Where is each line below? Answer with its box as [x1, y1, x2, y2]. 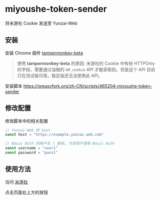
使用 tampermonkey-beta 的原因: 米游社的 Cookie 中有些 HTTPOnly [17, 60, 155, 66]
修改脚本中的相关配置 [5, 118, 48, 124]
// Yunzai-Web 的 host [5, 127, 50, 133]
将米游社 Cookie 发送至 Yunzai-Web [5, 20, 78, 26]
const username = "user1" [5, 146, 58, 150]
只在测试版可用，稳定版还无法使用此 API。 [17, 73, 103, 78]
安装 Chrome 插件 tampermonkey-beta [5, 50, 83, 56]
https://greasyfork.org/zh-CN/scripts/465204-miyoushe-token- [23, 83, 153, 89]
